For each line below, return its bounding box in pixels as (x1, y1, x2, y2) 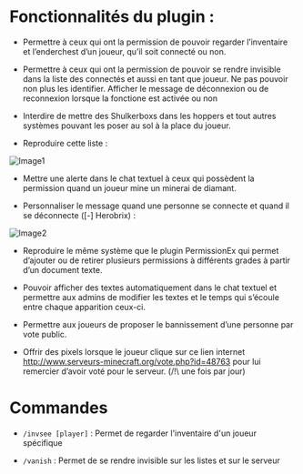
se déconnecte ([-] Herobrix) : (22, 209, 136, 220)
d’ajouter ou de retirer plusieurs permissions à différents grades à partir (22, 255, 291, 266)
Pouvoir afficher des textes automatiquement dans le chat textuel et (22, 282, 278, 293)
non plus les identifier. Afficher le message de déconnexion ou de (22, 83, 269, 94)
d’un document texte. (22, 264, 103, 275)
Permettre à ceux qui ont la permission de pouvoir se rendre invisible (22, 64, 281, 75)
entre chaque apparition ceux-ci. (22, 301, 146, 312)
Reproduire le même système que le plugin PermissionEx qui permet (22, 245, 279, 256)
